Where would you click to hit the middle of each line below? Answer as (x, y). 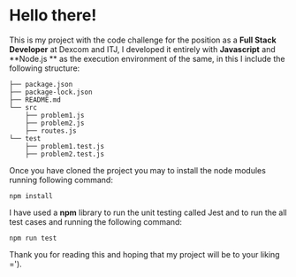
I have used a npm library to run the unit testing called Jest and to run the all (148, 212)
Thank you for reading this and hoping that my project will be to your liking (144, 254)
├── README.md (35, 100)
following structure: (45, 68)
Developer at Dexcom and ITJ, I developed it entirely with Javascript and (142, 49)
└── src (23, 107)
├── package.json (41, 84)
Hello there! (53, 15)
